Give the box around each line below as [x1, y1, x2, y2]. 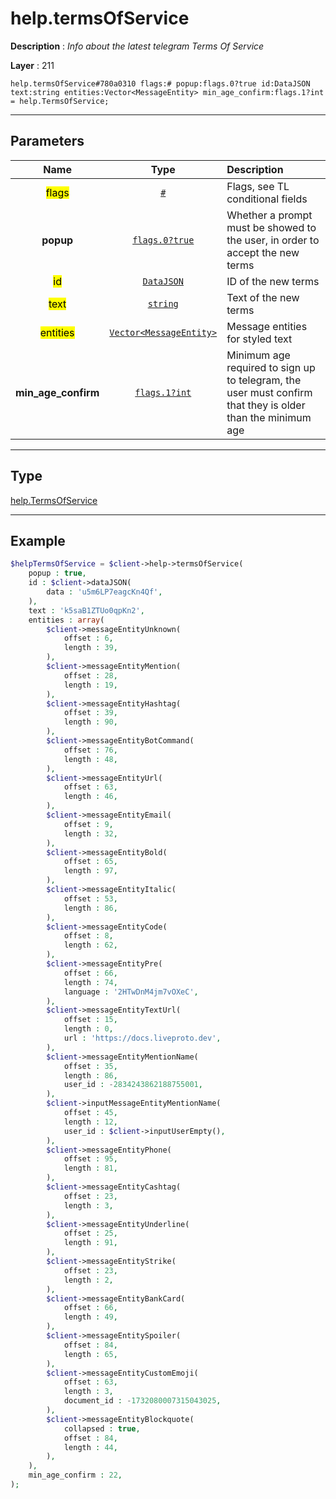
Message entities [226, 319, 308, 333]
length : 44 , [63, 1442, 118, 1452]
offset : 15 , [63, 1015, 118, 1025]
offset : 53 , [63, 893, 118, 904]
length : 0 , [63, 1024, 114, 1034]
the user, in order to [226, 233, 320, 247]
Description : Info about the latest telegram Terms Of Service [10, 40, 265, 52]
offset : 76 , [63, 745, 118, 755]
